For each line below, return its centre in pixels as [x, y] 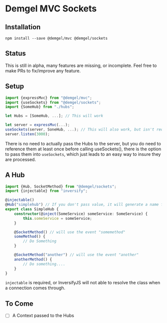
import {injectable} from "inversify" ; [46, 191]
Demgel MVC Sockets [51, 9]
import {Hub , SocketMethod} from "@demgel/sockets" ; [61, 187]
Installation [23, 27]
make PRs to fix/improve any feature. [43, 70]
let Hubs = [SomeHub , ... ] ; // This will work [54, 116]
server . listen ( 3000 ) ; [28, 134]
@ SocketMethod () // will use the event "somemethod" [70, 232]
